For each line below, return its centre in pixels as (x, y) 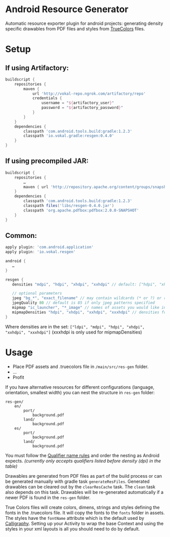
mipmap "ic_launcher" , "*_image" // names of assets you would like (86, 308)
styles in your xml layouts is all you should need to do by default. (73, 529)
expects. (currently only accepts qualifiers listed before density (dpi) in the (83, 461)
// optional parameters (37, 294)
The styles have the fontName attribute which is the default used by (75, 518)
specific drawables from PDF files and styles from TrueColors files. (75, 28)
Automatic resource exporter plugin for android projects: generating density (84, 23)
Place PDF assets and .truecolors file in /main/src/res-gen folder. (80, 366)
